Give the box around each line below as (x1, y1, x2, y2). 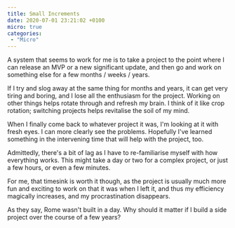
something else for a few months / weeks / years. (7, 71, 150, 79)
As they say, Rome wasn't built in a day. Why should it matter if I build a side (7, 206, 227, 214)
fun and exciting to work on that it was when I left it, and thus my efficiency (7, 185, 224, 193)
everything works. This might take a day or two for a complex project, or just (7, 156, 228, 165)
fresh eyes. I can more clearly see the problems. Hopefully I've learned (7, 128, 213, 136)
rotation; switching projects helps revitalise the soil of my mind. (7, 107, 190, 115)
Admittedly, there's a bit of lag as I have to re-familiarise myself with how (7, 149, 218, 157)
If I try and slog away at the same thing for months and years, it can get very (7, 84, 228, 93)
